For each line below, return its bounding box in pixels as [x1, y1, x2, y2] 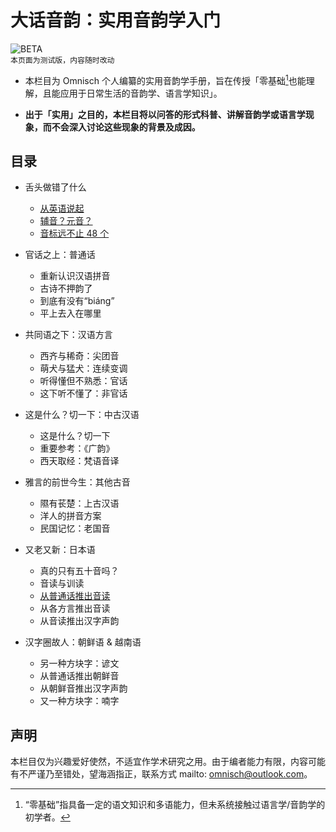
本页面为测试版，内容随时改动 [10, 55, 115, 65]
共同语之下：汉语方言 [24, 329, 113, 341]
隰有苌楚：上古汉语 [39, 497, 120, 510]
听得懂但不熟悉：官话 [39, 375, 128, 387]
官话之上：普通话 [24, 249, 96, 261]
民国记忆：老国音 [39, 522, 111, 535]
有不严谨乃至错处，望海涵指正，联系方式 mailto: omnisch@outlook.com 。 [10, 768, 313, 780]
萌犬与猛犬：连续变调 [39, 362, 128, 375]
